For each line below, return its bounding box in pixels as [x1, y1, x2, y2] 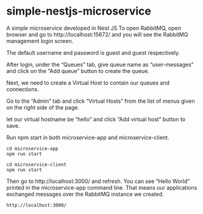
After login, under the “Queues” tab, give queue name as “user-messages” [6, 61, 194, 68]
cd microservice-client [6, 161, 67, 168]
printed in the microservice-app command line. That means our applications [6, 184, 198, 191]
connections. [6, 85, 40, 92]
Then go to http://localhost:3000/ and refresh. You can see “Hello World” [6, 178, 190, 185]
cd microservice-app [6, 145, 59, 151]
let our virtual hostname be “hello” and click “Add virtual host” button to [6, 116, 186, 123]
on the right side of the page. [6, 103, 80, 111]
